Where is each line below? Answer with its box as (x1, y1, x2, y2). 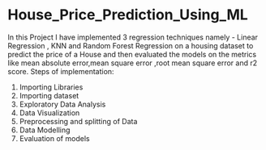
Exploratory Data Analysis (19, 99, 106, 109)
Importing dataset (19, 90, 79, 100)
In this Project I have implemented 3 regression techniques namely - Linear (7, 32, 259, 42)
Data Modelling (19, 125, 71, 135)
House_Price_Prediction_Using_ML (7, 6, 248, 24)
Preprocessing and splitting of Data (19, 116, 138, 126)
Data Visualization (19, 107, 80, 118)
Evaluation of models (19, 133, 90, 143)
